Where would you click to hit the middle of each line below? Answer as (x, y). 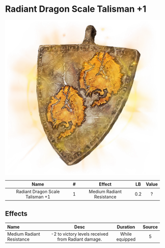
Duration (126, 227)
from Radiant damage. (80, 239)
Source (150, 227)
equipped (126, 239)
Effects (16, 213)
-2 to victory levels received (80, 234)
